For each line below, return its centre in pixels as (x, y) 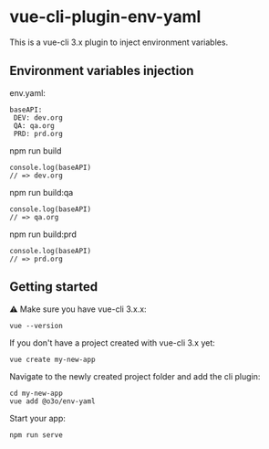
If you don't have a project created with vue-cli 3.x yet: (113, 342)
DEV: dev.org (38, 118)
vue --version (36, 326)
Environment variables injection (102, 71)
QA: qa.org (34, 125)
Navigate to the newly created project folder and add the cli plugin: (135, 376)
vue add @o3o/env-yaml (52, 401)
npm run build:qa (41, 192)
